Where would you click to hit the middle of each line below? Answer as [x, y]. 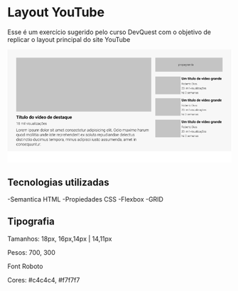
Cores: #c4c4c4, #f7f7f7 [44, 280]
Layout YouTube [56, 12]
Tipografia [31, 222]
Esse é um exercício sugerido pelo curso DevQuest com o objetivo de [109, 32]
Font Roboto [25, 266]
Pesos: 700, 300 [31, 252]
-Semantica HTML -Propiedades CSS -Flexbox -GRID [85, 199]
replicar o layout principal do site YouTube [69, 39]
